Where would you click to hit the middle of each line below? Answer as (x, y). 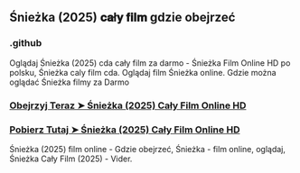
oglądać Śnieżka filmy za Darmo (69, 82)
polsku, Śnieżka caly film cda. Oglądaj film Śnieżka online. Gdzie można (143, 72)
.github (26, 43)
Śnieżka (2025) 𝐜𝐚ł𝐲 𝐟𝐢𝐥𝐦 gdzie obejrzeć (122, 18)
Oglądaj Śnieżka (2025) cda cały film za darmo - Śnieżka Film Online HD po (150, 63)
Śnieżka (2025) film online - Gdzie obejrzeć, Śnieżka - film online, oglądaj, (148, 149)
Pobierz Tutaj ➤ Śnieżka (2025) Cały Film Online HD (125, 130)
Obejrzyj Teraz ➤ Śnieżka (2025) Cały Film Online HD (128, 105)
